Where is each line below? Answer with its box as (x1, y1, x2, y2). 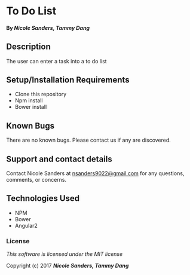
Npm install (14, 97, 43, 104)
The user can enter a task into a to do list (6, 57, 107, 65)
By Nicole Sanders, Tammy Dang (6, 24, 90, 31)
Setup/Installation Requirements (6, 75, 130, 85)
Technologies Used (6, 193, 79, 204)
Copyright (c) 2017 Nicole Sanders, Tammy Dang (6, 262, 129, 270)
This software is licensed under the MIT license (6, 250, 123, 258)
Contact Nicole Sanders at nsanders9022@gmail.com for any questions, (6, 170, 185, 177)
